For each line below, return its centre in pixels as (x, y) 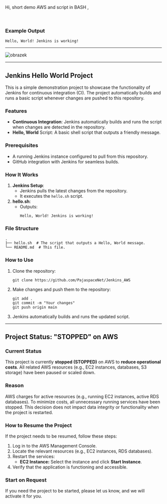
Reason (14, 386)
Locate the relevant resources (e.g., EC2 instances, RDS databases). (83, 451)
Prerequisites (22, 145)
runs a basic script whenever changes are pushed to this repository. (75, 98)
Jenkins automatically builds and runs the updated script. (71, 316)
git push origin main (35, 307)
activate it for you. (24, 496)
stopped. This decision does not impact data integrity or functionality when (82, 407)
